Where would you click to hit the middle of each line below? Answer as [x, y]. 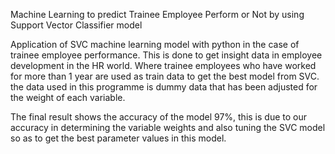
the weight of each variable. [68, 97]
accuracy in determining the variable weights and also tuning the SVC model [168, 127]
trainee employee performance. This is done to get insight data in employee [166, 55]
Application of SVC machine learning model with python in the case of [155, 44]
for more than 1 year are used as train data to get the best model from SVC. [165, 76]
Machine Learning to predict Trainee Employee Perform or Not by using [157, 14]
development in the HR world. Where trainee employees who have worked [163, 65]
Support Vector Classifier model [76, 25]
